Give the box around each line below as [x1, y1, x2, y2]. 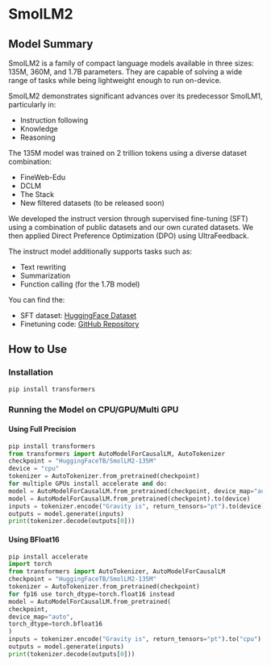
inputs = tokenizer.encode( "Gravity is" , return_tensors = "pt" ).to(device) [8, 502, 265, 510]
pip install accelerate [8, 552, 89, 561]
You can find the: [8, 295, 65, 304]
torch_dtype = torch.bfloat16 [8, 620, 103, 628]
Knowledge [19, 124, 58, 133]
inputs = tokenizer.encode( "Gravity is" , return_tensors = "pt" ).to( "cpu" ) [8, 635, 262, 643]
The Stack [19, 190, 55, 199]
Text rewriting [19, 262, 67, 271]
